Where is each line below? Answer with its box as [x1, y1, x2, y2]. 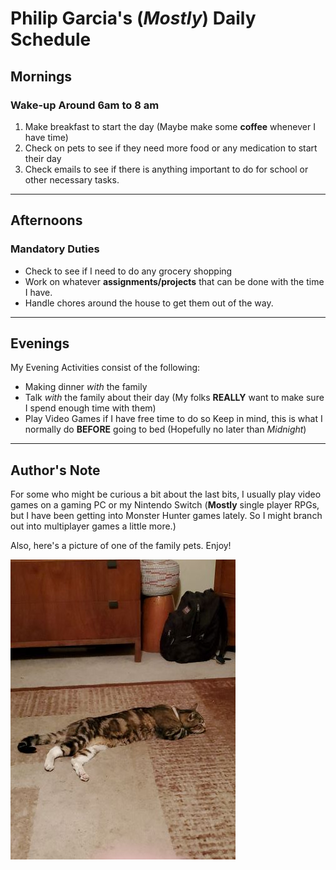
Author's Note [10, 462, 101, 479]
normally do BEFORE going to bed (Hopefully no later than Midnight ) [24, 423, 307, 436]
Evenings [10, 335, 70, 352]
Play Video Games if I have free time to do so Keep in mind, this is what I [24, 413, 323, 425]
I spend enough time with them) [24, 402, 157, 414]
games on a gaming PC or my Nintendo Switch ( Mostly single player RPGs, [10, 499, 320, 511]
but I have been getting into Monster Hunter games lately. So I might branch [10, 510, 323, 522]
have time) [24, 131, 69, 143]
